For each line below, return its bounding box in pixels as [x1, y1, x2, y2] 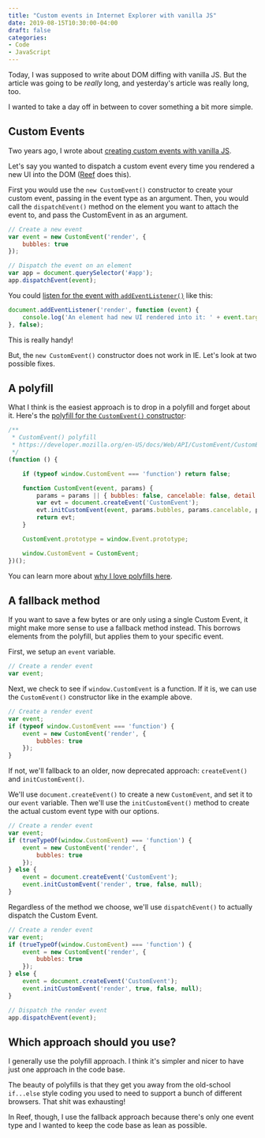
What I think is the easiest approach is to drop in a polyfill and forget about [8, 402, 251, 412]
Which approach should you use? [8, 1035, 177, 1049]
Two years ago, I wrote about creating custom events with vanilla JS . [8, 145, 232, 155]
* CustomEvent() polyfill [11, 434, 97, 442]
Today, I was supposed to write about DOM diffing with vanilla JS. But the [8, 70, 247, 79]
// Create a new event [8, 225, 83, 233]
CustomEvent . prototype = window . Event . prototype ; [22, 535, 189, 543]
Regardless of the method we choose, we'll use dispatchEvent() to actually [8, 902, 253, 911]
